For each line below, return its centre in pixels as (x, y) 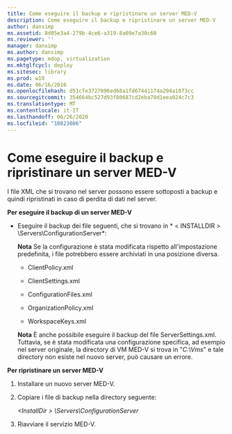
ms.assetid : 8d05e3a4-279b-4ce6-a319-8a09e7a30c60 (82, 33)
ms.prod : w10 (26, 78)
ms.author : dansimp (35, 53)
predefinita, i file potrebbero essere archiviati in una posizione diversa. (118, 254)
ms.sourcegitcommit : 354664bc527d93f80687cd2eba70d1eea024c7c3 (101, 98)
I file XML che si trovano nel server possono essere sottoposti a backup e (113, 192)
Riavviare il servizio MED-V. (56, 424)
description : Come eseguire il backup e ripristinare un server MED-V (111, 20)
